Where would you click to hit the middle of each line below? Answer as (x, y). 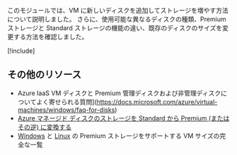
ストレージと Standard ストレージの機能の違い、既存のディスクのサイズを (115, 28)
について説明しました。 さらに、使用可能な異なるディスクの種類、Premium (117, 19)
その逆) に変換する (45, 127)
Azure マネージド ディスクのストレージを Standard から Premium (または (123, 118)
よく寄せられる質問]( (67, 101)
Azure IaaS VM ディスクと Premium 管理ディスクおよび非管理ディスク (119, 93)
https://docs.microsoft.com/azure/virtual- (157, 101)
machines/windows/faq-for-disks (66, 110)
